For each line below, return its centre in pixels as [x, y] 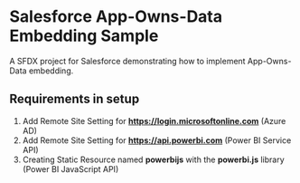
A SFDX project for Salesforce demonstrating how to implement [127, 61]
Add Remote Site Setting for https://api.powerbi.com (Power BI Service [157, 140]
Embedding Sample [84, 36]
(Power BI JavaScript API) [70, 169]
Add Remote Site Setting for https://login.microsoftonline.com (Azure [154, 120]
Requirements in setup [75, 99]
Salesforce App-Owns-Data [116, 17]
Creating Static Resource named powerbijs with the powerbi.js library [153, 159]
